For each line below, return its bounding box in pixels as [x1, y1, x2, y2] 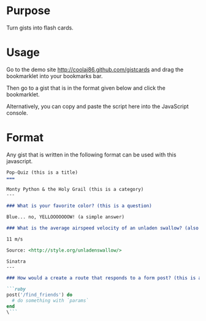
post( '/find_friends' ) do [6, 292, 72, 298]
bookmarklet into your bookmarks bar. [6, 72, 103, 80]
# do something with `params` [12, 298, 89, 304]
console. [6, 109, 29, 117]
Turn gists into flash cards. [6, 24, 74, 31]
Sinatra [6, 258, 26, 265]
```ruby [6, 286, 26, 292]
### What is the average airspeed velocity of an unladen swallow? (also [6, 225, 199, 231]
